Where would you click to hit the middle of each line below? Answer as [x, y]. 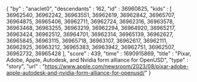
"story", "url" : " [26, 66]
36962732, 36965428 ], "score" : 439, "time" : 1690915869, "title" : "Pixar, [99, 53]
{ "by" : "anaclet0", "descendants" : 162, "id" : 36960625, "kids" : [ [89, 9]
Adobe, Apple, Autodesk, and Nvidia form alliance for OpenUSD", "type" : [97, 60]
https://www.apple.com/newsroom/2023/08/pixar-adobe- [117, 66]
